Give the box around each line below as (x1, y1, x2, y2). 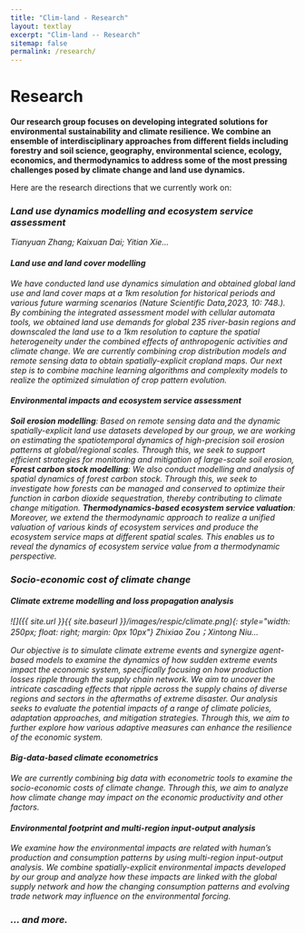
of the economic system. (10, 731, 103, 742)
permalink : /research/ (10, 47, 96, 56)
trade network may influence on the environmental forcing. (10, 891, 231, 902)
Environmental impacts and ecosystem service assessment (10, 395, 241, 406)
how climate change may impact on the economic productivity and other (10, 792, 284, 803)
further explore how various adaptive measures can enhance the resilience (10, 721, 292, 732)
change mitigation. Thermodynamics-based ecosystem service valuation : (10, 501, 296, 513)
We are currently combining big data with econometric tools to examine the (10, 773, 293, 784)
